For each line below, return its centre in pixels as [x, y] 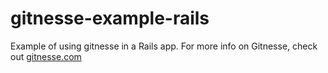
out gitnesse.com [46, 56]
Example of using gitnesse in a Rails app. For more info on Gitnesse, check [164, 46]
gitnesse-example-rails [110, 18]
